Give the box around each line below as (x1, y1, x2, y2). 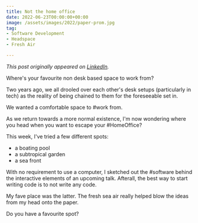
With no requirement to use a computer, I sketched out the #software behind (6, 168, 193, 175)
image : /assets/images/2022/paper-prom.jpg (6, 20, 115, 25)
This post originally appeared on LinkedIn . (6, 63, 109, 70)
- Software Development (6, 31, 65, 37)
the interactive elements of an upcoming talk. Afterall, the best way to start (6, 174, 188, 182)
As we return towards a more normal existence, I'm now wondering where (6, 115, 186, 122)
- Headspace (6, 36, 35, 42)
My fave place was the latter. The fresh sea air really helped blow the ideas (6, 192, 189, 199)
